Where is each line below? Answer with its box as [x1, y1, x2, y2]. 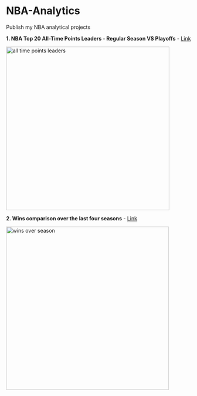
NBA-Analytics [6, 4, 80, 18]
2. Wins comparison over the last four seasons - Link [6, 214, 138, 222]
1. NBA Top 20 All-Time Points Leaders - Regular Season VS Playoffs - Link [6, 35, 191, 42]
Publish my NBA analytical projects [6, 24, 91, 31]
